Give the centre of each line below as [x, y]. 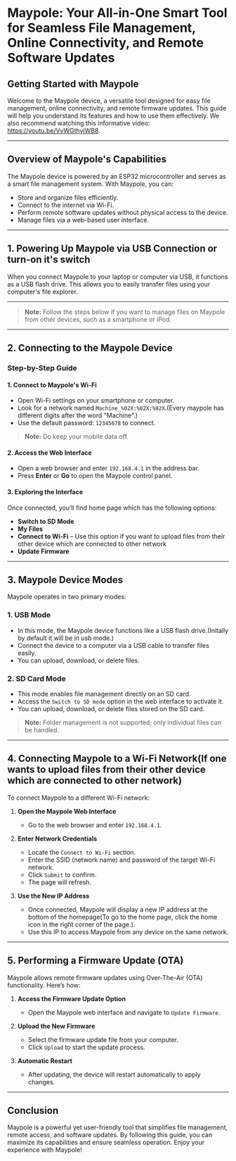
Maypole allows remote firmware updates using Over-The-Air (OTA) [105, 977]
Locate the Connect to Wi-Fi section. [82, 852]
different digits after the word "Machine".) [78, 415]
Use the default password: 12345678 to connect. [86, 423]
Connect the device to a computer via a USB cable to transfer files [113, 645]
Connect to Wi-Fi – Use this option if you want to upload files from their [121, 536]
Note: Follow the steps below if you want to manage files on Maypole [125, 312]
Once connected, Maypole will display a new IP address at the [118, 909]
